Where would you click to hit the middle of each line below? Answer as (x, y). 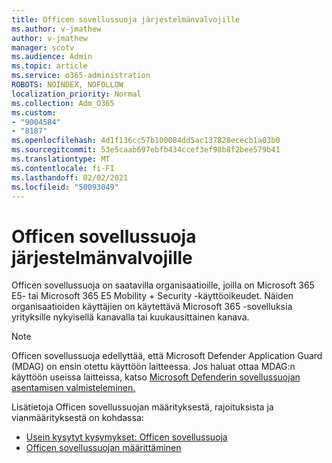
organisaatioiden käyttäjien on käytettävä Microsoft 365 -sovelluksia (152, 307)
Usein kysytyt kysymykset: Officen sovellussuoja (126, 437)
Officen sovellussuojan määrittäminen (103, 448)
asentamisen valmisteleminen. (73, 388)
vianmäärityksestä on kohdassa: (77, 418)
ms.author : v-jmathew (56, 29)
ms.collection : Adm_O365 (63, 103)
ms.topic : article (49, 66)
